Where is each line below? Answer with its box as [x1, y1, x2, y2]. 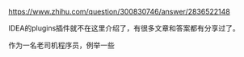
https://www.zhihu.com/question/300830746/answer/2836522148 [8, 7, 230, 16]
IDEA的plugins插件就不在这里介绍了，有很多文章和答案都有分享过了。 [8, 23, 240, 33]
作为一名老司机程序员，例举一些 [8, 40, 115, 50]
